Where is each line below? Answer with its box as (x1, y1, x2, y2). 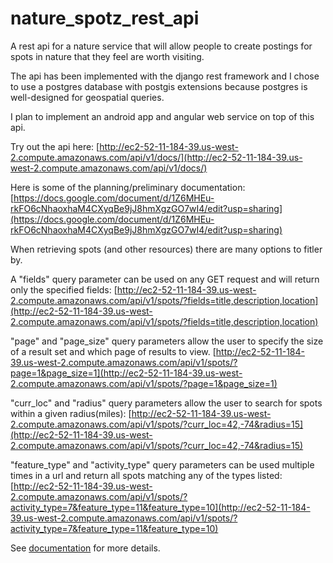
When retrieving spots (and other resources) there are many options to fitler (10, 243, 323, 255)
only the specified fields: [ (10, 283, 118, 296)
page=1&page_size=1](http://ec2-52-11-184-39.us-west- (10, 367, 243, 379)
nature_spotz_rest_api (10, 7, 200, 30)
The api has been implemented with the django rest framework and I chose (10, 70, 320, 82)
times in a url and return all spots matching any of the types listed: (10, 469, 283, 481)
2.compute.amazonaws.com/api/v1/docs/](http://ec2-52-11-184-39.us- (10, 151, 303, 163)
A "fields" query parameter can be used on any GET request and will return (10, 273, 320, 285)
